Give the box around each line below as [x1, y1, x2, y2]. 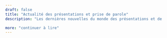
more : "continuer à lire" [5, 25, 59, 30]
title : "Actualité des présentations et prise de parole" [5, 12, 128, 17]
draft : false [5, 7, 32, 12]
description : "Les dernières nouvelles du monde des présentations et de [5, 16, 162, 21]
